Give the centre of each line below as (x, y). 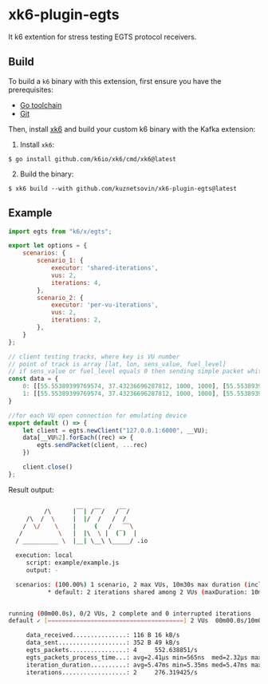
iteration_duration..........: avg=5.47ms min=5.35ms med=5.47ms (137, 665)
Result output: (31, 489)
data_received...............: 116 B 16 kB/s (103, 635)
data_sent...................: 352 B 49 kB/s (103, 643)
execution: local (44, 556)
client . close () (48, 467)
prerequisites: (31, 89)
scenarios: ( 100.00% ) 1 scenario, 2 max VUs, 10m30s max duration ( (132, 584)
